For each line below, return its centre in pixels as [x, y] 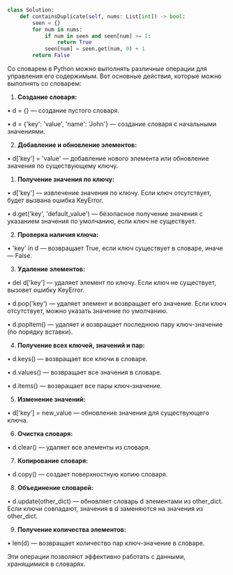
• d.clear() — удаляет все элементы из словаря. [79, 447]
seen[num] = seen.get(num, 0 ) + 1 [95, 49]
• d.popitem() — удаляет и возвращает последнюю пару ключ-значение [115, 324]
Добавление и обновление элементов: [77, 145]
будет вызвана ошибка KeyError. [55, 200]
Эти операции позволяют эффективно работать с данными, [97, 557]
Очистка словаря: [45, 434]
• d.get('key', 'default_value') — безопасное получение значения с [105, 214]
